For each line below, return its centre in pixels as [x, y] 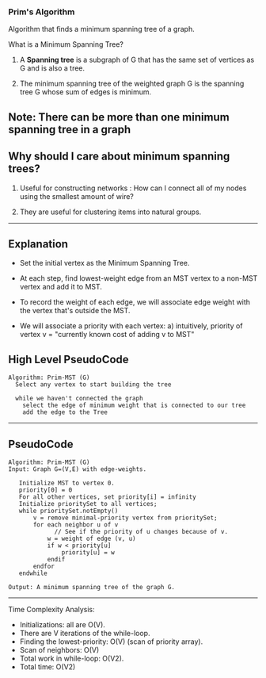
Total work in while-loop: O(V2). [72, 658]
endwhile [33, 573]
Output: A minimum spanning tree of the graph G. [92, 587]
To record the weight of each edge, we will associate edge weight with [135, 302]
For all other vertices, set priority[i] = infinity [107, 497]
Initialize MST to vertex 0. [66, 483]
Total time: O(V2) [47, 667]
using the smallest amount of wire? [77, 196]
